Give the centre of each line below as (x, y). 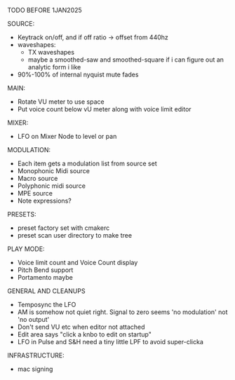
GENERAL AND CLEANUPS (46, 291)
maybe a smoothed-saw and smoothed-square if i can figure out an (126, 60)
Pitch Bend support (45, 270)
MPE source (35, 193)
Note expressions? (44, 201)
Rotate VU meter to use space (61, 102)
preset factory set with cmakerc (63, 228)
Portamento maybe (45, 277)
